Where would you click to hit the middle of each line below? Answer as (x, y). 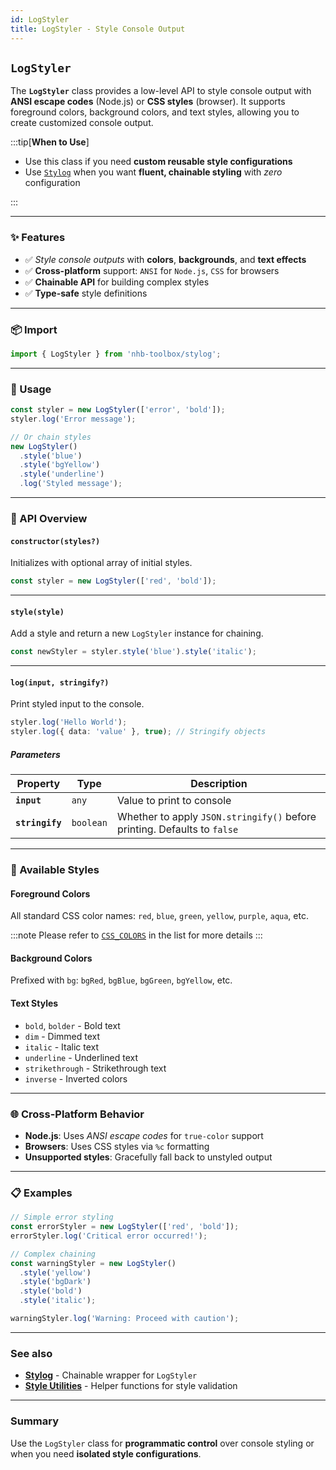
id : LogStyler (40, 19)
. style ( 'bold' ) (51, 1291)
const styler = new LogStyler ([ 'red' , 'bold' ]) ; (113, 581)
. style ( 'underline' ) (62, 474)
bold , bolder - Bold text (72, 1025)
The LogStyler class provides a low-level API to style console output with (161, 91)
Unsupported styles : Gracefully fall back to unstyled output (148, 1157)
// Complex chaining (53, 1254)
